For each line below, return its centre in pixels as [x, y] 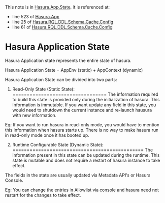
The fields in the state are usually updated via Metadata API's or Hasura [78, 175]
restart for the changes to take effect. [43, 195]
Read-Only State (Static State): [43, 89]
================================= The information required [85, 94]
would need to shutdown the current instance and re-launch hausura [82, 110]
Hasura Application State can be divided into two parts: [61, 79]
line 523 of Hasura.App [36, 16]
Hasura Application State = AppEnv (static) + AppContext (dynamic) [74, 70]
